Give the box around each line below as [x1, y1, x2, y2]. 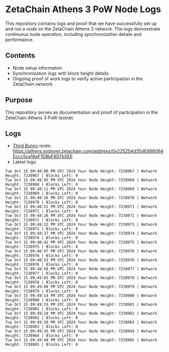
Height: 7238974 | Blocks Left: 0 [5, 235, 78, 241]
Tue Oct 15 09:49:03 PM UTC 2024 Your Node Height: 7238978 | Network [5, 275, 157, 280]
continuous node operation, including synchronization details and [5, 31, 142, 37]
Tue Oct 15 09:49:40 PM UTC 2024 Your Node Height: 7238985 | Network [5, 338, 157, 343]
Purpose [5, 95, 33, 105]
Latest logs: [12, 159, 37, 165]
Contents [5, 51, 35, 60]
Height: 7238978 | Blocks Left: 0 [5, 280, 78, 285]
